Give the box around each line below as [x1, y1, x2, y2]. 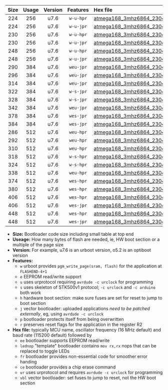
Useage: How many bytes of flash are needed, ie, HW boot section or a [12, 236, 160, 242]
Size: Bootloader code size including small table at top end [12, 231, 134, 237]
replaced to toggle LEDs [19, 348, 70, 354]
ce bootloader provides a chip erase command [19, 364, 116, 370]
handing [19, 359, 37, 364]
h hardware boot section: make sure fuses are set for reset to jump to [19, 295, 162, 301]
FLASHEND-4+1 [19, 269, 47, 274]
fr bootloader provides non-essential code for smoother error [19, 353, 147, 359]
